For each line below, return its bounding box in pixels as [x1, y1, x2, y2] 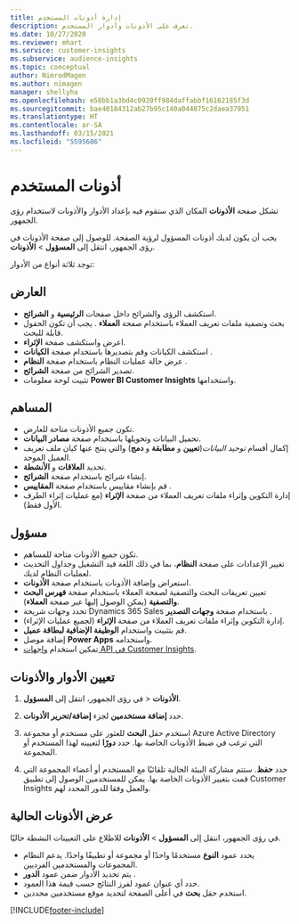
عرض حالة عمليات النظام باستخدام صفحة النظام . [22, 356, 188, 366]
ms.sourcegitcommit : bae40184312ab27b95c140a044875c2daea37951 [10, 104, 250, 113]
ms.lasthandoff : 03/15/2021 [10, 129, 115, 138]
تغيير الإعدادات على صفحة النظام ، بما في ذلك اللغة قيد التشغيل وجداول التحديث [22, 559, 285, 569]
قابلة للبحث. [22, 327, 63, 338]
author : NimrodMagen [10, 71, 87, 80]
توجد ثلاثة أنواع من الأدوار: [10, 258, 95, 269]
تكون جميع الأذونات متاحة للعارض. [22, 424, 135, 435]
